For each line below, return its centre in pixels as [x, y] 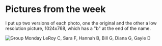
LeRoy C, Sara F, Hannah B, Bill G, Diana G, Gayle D [97, 38]
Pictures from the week [56, 9]
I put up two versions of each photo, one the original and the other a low [81, 23]
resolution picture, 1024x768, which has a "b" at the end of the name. [78, 28]
